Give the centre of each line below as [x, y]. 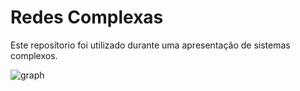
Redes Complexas [87, 17]
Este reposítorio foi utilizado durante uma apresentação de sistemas [150, 45]
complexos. [34, 55]
